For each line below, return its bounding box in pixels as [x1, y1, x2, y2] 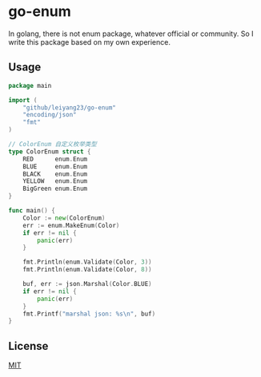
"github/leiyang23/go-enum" [22, 103, 116, 112]
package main [8, 81, 52, 89]
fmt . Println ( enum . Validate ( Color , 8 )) [22, 266, 152, 274]
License [8, 339, 49, 353]
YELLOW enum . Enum [22, 177, 88, 185]
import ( [8, 96, 38, 104]
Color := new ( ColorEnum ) [22, 214, 106, 222]
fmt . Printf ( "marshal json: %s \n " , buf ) [22, 310, 156, 318]
